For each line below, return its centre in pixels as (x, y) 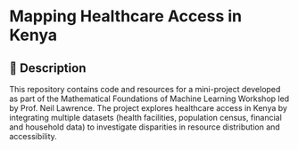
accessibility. (33, 136)
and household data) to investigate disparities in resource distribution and (145, 127)
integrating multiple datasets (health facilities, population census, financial (146, 118)
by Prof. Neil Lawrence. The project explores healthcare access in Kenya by (149, 108)
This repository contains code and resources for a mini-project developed (145, 89)
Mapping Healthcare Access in (126, 16)
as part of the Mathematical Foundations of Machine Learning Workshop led (149, 99)
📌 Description (48, 68)
